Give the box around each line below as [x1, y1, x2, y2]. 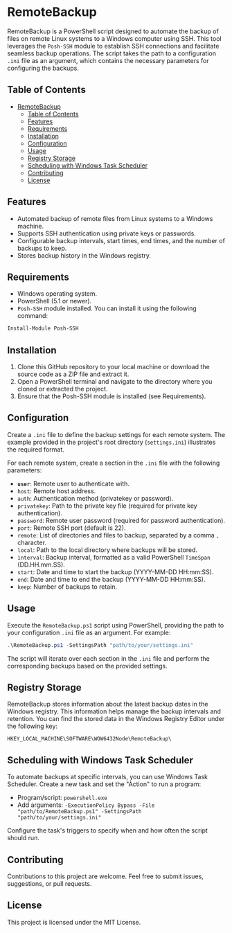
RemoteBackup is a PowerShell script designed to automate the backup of [7, 27, 220, 35]
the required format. [7, 445, 64, 454]
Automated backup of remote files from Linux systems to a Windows [17, 214, 213, 222]
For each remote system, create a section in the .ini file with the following [7, 459, 220, 467]
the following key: [7, 722, 57, 731]
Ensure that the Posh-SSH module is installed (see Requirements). [17, 392, 206, 400]
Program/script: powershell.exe [17, 794, 107, 802]
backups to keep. [17, 244, 67, 252]
